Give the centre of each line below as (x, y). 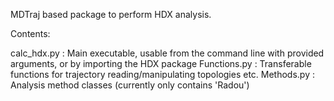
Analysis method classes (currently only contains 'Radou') (130, 85)
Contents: (30, 33)
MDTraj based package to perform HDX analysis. (111, 14)
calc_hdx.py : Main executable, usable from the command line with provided (167, 53)
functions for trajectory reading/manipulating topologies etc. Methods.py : (163, 74)
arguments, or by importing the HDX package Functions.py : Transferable (161, 63)
